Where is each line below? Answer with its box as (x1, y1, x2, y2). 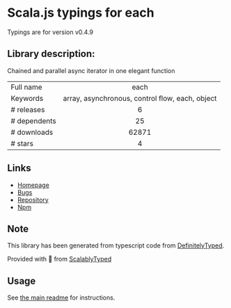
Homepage (17, 181, 50, 189)
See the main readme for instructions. (7, 293, 115, 302)
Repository (17, 195, 49, 204)
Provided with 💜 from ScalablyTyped (7, 255, 112, 264)
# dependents (10, 116, 57, 126)
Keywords (10, 93, 44, 103)
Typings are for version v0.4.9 (7, 28, 94, 36)
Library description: (7, 48, 95, 60)
